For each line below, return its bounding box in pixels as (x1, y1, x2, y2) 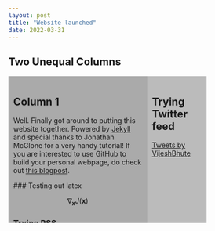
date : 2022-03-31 (8, 26, 65, 34)
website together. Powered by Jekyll (13, 125, 131, 133)
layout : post (8, 11, 51, 20)
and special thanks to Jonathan (13, 132, 115, 142)
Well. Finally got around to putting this (13, 116, 136, 125)
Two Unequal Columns (8, 55, 122, 68)
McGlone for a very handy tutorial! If (13, 141, 130, 150)
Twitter (151, 107, 188, 121)
